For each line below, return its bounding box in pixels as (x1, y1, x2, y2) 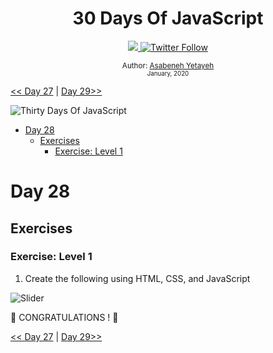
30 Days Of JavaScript (72, 7, 264, 30)
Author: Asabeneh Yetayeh (121, 60, 215, 71)
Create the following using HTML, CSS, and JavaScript (24, 272, 251, 284)
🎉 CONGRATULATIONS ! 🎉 (10, 311, 119, 323)
